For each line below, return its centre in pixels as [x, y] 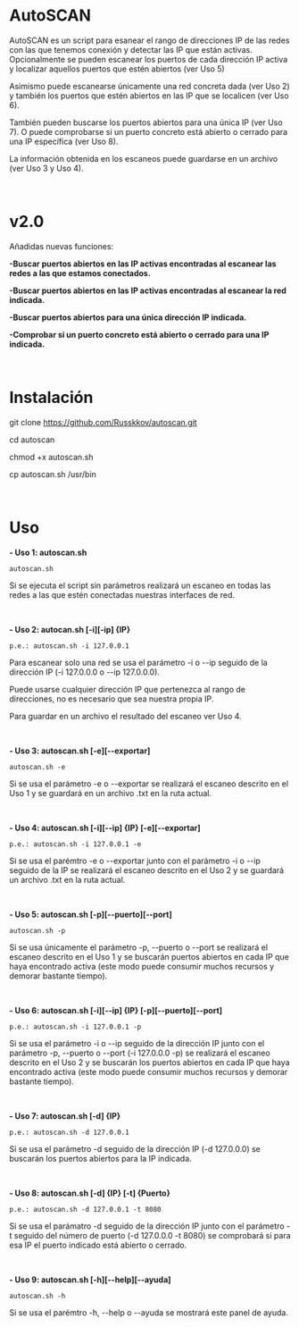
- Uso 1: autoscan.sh [48, 552]
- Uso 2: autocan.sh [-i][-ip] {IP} [70, 629]
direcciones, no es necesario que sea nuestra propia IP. [112, 699]
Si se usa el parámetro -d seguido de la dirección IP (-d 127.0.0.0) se [135, 1148]
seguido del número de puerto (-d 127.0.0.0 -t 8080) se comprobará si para [152, 1235]
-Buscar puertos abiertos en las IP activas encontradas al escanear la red [148, 290]
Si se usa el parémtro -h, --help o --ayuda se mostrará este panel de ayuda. [149, 1312]
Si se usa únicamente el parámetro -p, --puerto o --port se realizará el [139, 947]
